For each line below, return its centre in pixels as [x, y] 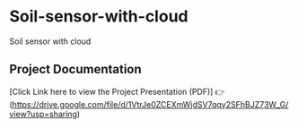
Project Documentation [75, 69]
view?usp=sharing [44, 114]
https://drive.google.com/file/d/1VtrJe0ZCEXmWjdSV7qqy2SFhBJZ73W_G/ [150, 104]
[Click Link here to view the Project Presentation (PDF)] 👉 [117, 91]
